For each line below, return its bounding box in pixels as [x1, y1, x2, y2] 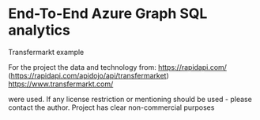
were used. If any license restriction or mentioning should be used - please [8, 94, 253, 104]
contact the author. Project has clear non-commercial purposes [8, 103, 215, 112]
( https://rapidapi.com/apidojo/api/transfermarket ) [8, 71, 169, 80]
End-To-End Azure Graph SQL [8, 5, 208, 23]
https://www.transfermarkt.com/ [8, 79, 114, 89]
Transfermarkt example [8, 47, 85, 56]
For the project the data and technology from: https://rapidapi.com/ [8, 62, 228, 71]
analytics [8, 21, 71, 39]
